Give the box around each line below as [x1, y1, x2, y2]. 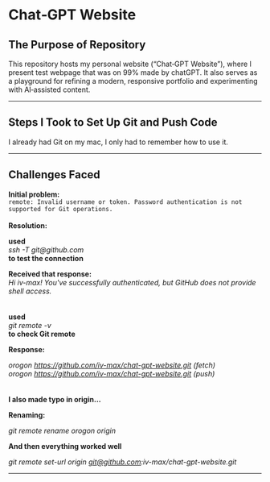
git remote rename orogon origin [8, 426, 117, 435]
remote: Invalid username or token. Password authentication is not [8, 197, 243, 206]
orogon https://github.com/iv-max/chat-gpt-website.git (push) [8, 368, 215, 378]
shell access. [8, 286, 52, 296]
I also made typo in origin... [8, 394, 102, 404]
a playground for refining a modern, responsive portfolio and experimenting [8, 77, 259, 85]
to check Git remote [8, 329, 76, 339]
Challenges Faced [8, 168, 100, 182]
